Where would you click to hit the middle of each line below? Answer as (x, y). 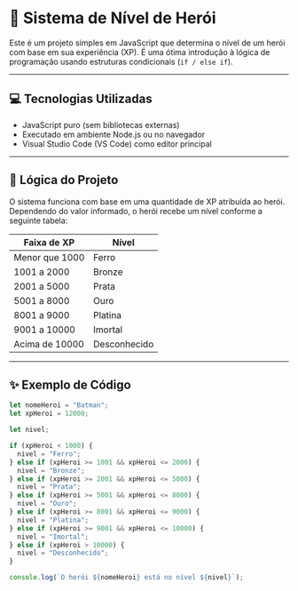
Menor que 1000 (49, 257)
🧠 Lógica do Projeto (64, 180)
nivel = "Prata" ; (49, 487)
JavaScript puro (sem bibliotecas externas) (101, 124)
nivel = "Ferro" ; (49, 454)
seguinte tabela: (39, 220)
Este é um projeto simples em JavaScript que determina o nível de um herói (147, 43)
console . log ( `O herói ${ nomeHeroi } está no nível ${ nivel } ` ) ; (126, 578)
